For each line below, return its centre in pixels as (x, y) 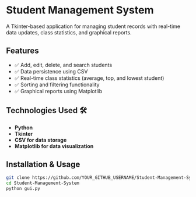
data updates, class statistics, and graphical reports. (69, 32)
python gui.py (23, 189)
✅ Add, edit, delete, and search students (63, 65)
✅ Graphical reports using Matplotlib (58, 91)
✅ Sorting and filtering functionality (57, 85)
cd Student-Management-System (43, 183)
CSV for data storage (41, 140)
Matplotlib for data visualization (54, 146)
